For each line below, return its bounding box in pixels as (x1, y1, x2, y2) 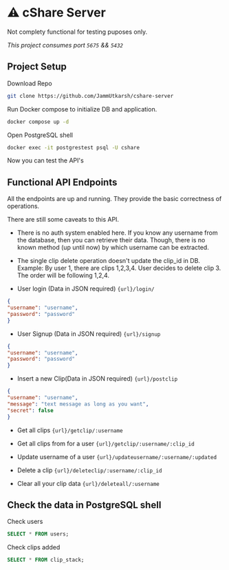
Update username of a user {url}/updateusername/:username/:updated (17, 452, 217, 461)
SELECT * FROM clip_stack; (7, 556, 85, 564)
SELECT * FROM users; (7, 531, 69, 538)
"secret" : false (7, 407, 54, 414)
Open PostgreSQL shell (7, 131, 74, 139)
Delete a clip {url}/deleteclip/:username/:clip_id (17, 466, 162, 474)
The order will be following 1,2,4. (17, 271, 110, 279)
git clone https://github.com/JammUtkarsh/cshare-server (7, 92, 174, 99)
